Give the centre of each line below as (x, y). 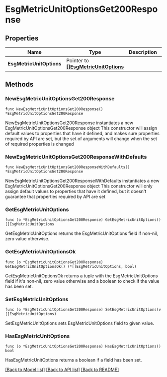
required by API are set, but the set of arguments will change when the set (81, 139)
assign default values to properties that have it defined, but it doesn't (76, 191)
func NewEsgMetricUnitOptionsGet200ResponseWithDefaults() (68, 167)
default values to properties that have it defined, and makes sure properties (83, 133)
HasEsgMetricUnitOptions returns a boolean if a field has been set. (74, 360)
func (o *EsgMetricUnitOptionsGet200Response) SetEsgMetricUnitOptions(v (83, 309)
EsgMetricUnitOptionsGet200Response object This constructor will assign (81, 128)
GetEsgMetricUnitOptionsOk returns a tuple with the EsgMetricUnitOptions (82, 276)
